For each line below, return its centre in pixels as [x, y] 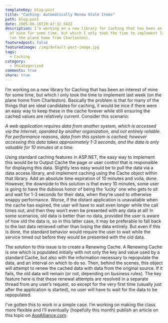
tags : [11, 52]
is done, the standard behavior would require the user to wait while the [78, 232]
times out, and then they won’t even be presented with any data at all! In [79, 210]
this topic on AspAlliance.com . [36, 315]
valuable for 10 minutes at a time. [39, 147]
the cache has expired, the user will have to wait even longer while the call [82, 205]
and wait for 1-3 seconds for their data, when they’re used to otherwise [78, 194]
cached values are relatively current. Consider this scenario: [67, 116]
